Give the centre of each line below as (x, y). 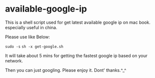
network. (14, 61)
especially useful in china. (31, 27)
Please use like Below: (28, 37)
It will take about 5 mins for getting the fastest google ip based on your (76, 55)
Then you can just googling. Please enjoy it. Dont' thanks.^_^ (66, 70)
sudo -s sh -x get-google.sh (34, 47)
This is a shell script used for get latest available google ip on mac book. (78, 22)
